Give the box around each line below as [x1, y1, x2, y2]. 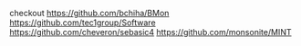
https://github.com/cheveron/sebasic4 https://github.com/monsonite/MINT [9, 27, 292, 37]
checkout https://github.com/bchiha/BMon [9, 8, 170, 18]
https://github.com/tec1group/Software [9, 17, 157, 28]
